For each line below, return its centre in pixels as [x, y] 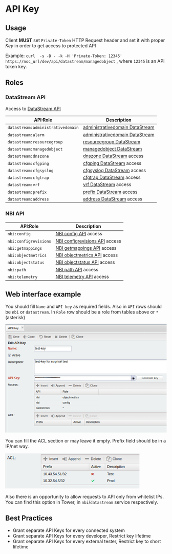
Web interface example [43, 294]
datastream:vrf [24, 185]
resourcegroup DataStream [112, 141]
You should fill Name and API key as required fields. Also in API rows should [84, 307]
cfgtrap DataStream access [112, 177]
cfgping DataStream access [112, 163]
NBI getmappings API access [86, 248]
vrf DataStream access [107, 184]
